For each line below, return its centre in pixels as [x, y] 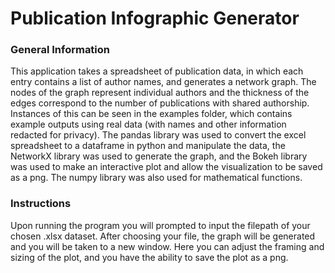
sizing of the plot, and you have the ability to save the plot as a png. [149, 257]
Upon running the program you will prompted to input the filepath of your [160, 225]
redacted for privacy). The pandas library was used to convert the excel [158, 135]
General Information [60, 50]
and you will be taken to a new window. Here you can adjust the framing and [167, 246]
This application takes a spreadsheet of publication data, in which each [157, 71]
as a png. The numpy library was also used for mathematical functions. [156, 178]
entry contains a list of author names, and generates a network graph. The [163, 82]
